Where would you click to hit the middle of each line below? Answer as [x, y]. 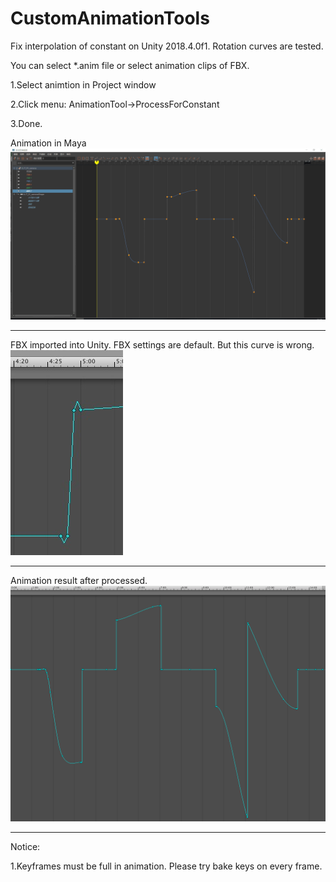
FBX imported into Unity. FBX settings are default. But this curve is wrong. [162, 344]
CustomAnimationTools [110, 18]
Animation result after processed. [79, 580]
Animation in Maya [48, 143]
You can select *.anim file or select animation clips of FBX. [130, 65]
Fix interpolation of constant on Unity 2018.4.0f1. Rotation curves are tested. [167, 46]
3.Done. [26, 123]
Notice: [25, 846]
